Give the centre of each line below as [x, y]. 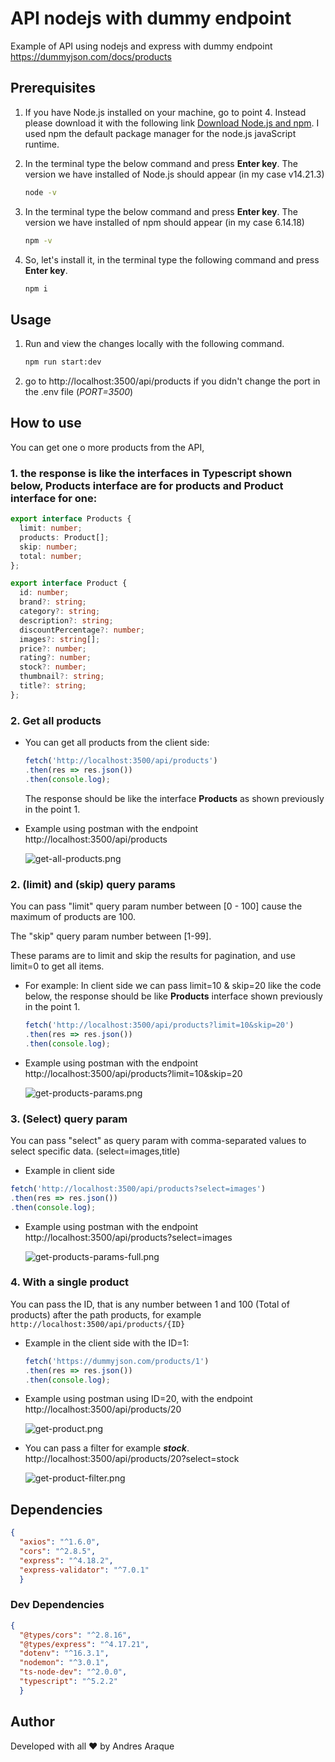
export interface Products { [71, 519]
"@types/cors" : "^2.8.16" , [75, 1635]
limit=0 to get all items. [57, 966]
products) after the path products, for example [106, 1314]
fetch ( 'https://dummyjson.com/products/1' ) [117, 1361]
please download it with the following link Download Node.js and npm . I [172, 123]
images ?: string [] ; [60, 639]
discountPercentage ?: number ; [82, 630]
